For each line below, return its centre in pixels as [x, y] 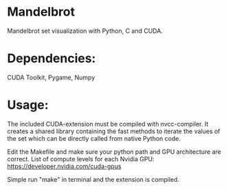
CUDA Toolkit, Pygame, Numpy [51, 77]
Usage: [28, 105]
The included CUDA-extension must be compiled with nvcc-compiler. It [108, 124]
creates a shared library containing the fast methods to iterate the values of [114, 131]
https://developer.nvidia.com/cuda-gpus [64, 166]
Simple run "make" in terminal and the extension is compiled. [93, 179]
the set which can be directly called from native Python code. [94, 138]
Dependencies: [52, 58]
